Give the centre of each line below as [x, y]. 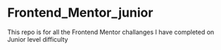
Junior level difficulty [38, 39]
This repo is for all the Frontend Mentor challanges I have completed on [111, 32]
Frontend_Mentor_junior [80, 13]
